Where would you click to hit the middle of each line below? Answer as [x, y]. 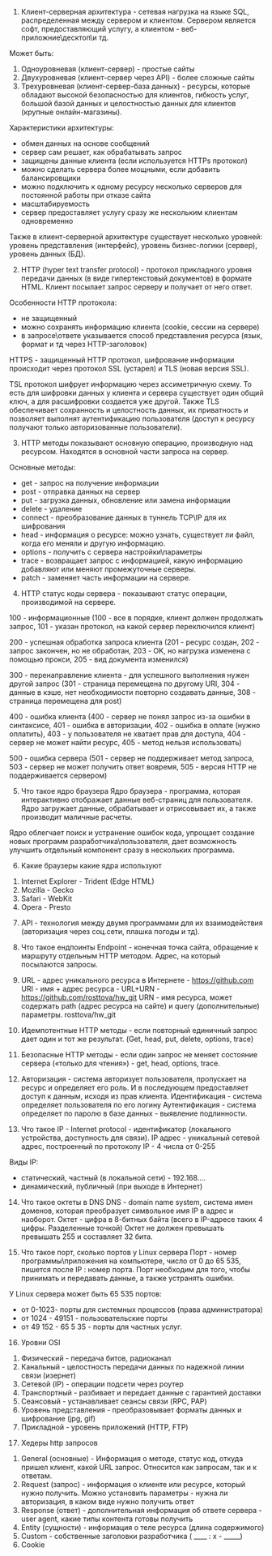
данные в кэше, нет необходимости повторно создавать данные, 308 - [133, 692]
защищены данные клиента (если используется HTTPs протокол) [134, 161]
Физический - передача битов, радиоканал [96, 1358]
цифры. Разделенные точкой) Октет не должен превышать [123, 1228]
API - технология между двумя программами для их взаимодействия [142, 923]
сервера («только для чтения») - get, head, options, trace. [121, 1063]
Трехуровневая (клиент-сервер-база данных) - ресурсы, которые [136, 86]
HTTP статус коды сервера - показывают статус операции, [124, 594]
